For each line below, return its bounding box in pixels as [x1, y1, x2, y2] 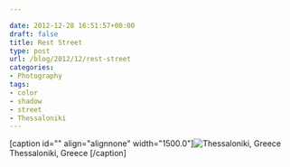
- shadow [9, 97, 42, 106]
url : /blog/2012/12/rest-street [9, 55, 131, 64]
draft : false [9, 29, 59, 39]
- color [9, 88, 39, 97]
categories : [9, 63, 54, 72]
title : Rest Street [9, 38, 83, 47]
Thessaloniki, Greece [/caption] [9, 148, 126, 159]
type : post [9, 46, 51, 55]
